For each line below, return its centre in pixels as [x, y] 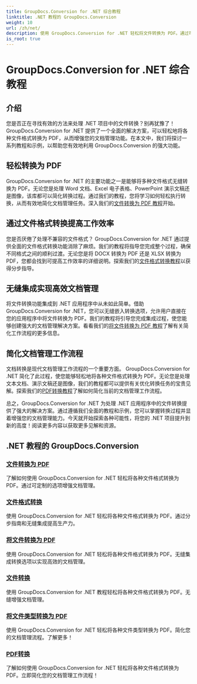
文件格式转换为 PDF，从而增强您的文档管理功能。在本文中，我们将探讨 [96, 138]
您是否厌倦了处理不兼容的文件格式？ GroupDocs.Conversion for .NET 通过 [95, 238]
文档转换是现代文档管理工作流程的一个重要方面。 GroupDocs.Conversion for [98, 369]
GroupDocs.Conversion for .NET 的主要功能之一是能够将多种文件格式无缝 [94, 181]
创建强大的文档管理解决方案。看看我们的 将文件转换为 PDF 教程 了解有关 [97, 326]
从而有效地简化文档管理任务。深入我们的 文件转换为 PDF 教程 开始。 [97, 203]
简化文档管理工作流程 [45, 353]
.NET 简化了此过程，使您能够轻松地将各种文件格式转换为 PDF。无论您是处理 [98, 376]
